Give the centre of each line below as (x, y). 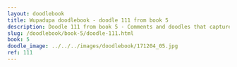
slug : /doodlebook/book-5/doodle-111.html (71, 33)
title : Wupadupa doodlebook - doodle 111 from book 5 (88, 20)
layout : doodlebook (36, 14)
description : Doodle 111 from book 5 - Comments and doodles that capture (120, 27)
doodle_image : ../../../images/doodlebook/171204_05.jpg (93, 46)
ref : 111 (20, 53)
